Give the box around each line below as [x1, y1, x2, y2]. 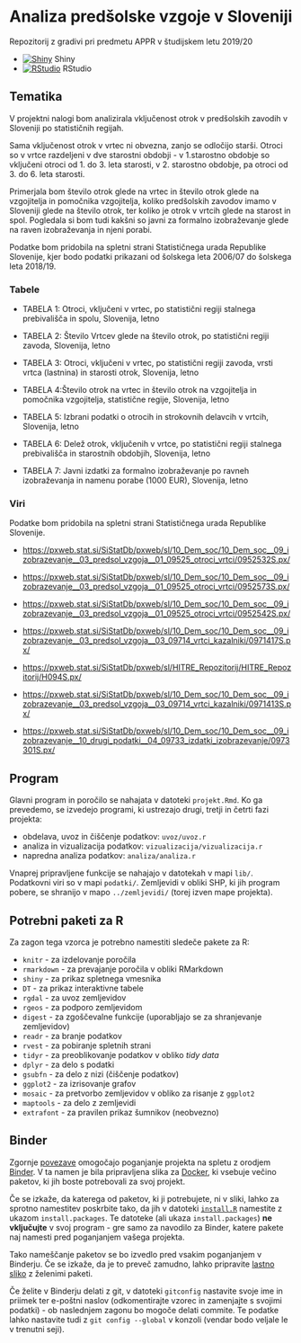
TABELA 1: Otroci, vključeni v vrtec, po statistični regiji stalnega [22, 304, 256, 315]
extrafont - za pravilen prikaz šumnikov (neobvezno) [22, 1107, 220, 1117]
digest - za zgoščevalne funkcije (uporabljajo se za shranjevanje [22, 1011, 262, 1022]
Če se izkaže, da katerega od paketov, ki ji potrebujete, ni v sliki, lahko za [9, 1193, 279, 1204]
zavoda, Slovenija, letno [22, 340, 111, 351]
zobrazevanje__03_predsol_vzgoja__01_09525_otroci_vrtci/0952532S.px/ [22, 555, 290, 565]
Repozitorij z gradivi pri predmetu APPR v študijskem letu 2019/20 [9, 36, 253, 47]
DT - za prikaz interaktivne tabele [22, 983, 144, 993]
